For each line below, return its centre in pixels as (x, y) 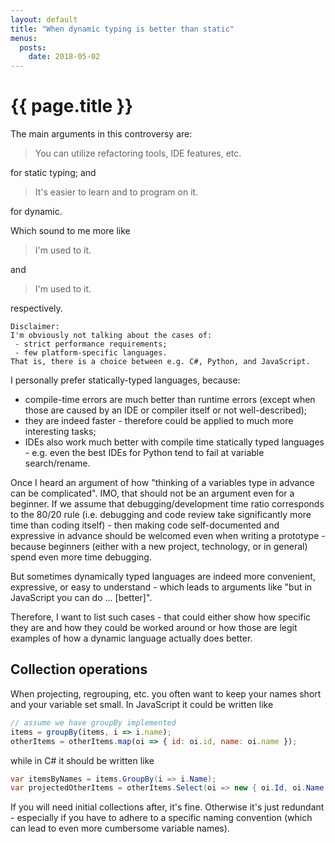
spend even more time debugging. (81, 557)
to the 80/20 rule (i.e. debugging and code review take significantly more (161, 515)
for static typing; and (53, 173)
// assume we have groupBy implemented (93, 722)
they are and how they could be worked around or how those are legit (154, 628)
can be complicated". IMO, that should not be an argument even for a (152, 493)
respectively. (36, 308)
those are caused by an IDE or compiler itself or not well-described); (166, 410)
